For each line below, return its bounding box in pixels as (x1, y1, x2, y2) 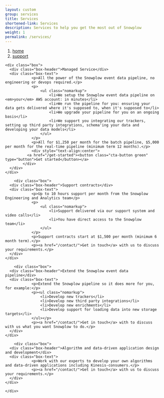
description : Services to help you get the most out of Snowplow (5, 25, 141, 30)
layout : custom (5, 7, 36, 12)
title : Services (5, 16, 38, 21)
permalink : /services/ (5, 35, 52, 40)
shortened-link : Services (5, 21, 58, 26)
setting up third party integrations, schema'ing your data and (5, 123, 139, 127)
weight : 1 (5, 30, 26, 35)
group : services (5, 12, 38, 17)
